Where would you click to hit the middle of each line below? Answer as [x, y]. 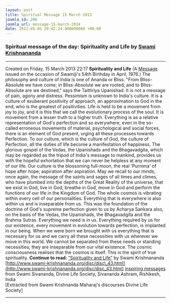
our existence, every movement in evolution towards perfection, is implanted [85, 225]
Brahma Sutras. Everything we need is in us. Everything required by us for [83, 220]
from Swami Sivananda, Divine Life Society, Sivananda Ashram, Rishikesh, [83, 274]
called [12, 128]
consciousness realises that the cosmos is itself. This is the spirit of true [81, 253]
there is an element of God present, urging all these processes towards [80, 134]
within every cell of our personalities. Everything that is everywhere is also [83, 198]
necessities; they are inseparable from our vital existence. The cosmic [79, 247]
